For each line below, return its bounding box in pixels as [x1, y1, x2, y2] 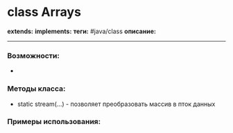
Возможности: [7, 51, 60, 60]
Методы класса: [7, 84, 66, 94]
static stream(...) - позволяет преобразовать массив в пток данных [17, 100, 216, 108]
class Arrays [7, 4, 82, 20]
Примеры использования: [7, 117, 101, 127]
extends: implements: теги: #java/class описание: [7, 27, 156, 35]
